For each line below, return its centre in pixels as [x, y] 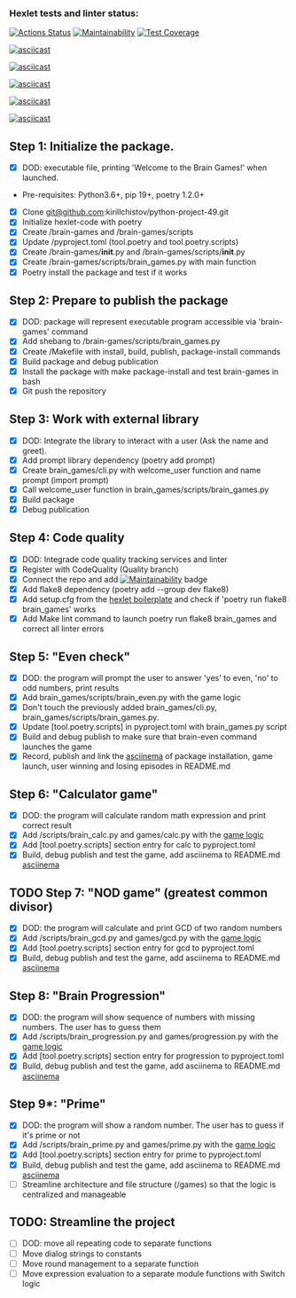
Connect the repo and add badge [115, 579]
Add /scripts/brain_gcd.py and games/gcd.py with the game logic [141, 938]
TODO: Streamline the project [92, 1222]
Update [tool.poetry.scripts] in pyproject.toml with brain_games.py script [155, 727]
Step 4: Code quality [67, 538]
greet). [34, 450]
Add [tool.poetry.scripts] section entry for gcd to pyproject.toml [138, 948]
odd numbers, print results [70, 688]
